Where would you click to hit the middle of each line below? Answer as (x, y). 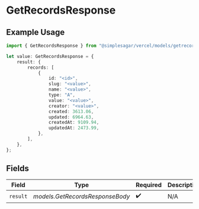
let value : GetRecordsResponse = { (50, 56)
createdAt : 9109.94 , (74, 123)
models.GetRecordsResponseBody (82, 196)
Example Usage (36, 32)
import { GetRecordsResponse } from (51, 46)
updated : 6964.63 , (71, 117)
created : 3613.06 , (71, 111)
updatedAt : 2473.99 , (74, 128)
